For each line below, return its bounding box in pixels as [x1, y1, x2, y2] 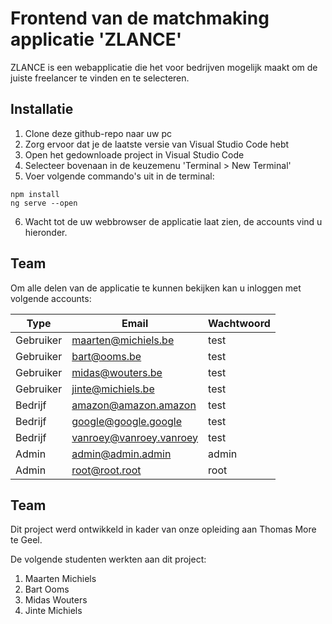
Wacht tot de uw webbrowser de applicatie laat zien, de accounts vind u [24, 215, 323, 227]
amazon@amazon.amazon [71, 398, 197, 412]
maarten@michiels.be [71, 333, 175, 347]
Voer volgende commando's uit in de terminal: [24, 170, 215, 182]
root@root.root [71, 463, 142, 477]
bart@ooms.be [71, 349, 142, 363]
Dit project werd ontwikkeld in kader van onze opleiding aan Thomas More [10, 523, 317, 536]
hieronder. [24, 226, 68, 238]
